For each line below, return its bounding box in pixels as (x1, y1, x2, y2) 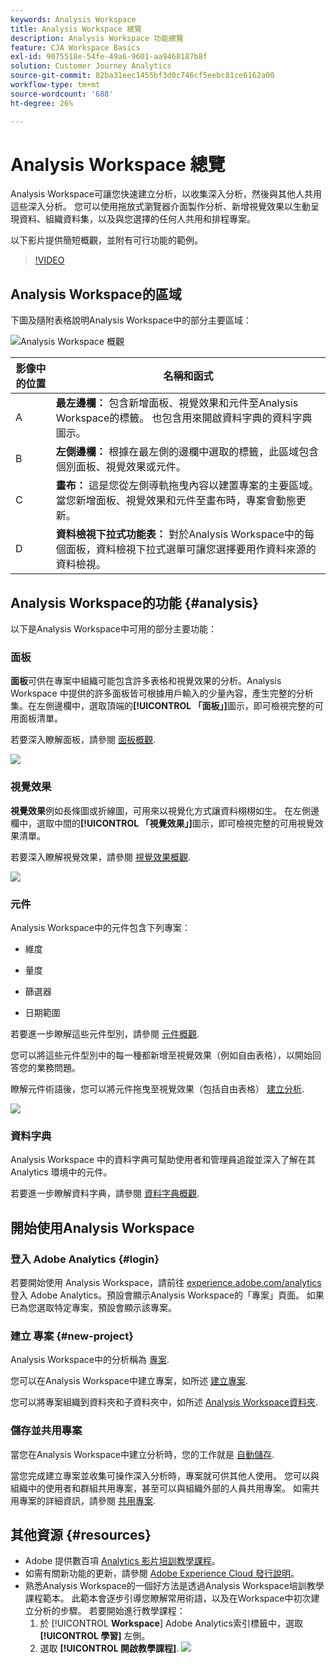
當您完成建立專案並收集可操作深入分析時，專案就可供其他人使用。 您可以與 (10, 1469, 320, 1481)
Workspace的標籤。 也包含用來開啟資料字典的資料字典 (55, 411, 313, 425)
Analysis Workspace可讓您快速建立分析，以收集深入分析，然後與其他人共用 (10, 188, 322, 200)
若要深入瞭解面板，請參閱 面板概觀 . (10, 734, 156, 746)
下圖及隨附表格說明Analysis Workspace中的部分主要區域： (10, 314, 252, 326)
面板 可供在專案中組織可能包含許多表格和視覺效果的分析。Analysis (10, 675, 282, 687)
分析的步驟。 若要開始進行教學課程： (33, 1605, 186, 1617)
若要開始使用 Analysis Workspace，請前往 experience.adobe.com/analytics (10, 1276, 322, 1288)
